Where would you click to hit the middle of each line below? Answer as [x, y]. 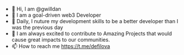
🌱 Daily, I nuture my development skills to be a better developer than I [95, 21]
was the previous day [37, 27]
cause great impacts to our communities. [61, 40]
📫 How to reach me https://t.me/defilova [61, 46]
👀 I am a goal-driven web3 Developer [56, 15]
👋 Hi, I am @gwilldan [36, 9]
